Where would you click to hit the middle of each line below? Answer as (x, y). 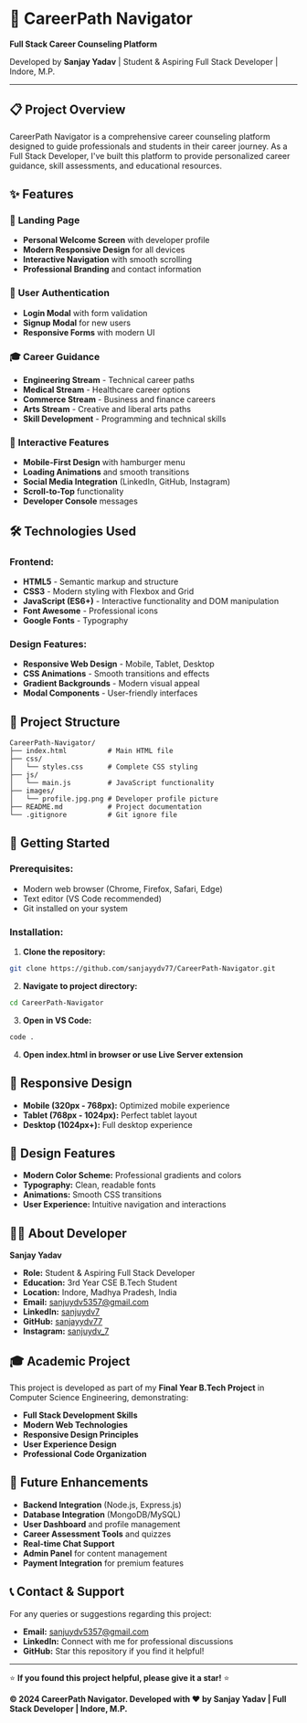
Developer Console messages (80, 501)
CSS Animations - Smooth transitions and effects (116, 674)
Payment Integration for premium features (103, 1563)
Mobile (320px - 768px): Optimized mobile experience (126, 1105)
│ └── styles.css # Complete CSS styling (104, 767)
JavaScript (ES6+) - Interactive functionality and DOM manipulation (151, 601)
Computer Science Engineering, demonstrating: (99, 1397)
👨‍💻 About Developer (68, 1233)
